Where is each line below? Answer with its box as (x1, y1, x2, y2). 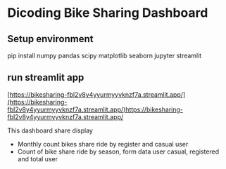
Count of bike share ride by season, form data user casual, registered (17, 147, 220, 156)
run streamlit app (7, 72, 84, 83)
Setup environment (7, 33, 94, 45)
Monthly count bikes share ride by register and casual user (17, 140, 189, 148)
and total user (17, 154, 58, 163)
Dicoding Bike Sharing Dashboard (7, 5, 208, 21)
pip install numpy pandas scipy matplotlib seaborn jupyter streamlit (7, 51, 202, 60)
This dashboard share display (7, 126, 94, 135)
